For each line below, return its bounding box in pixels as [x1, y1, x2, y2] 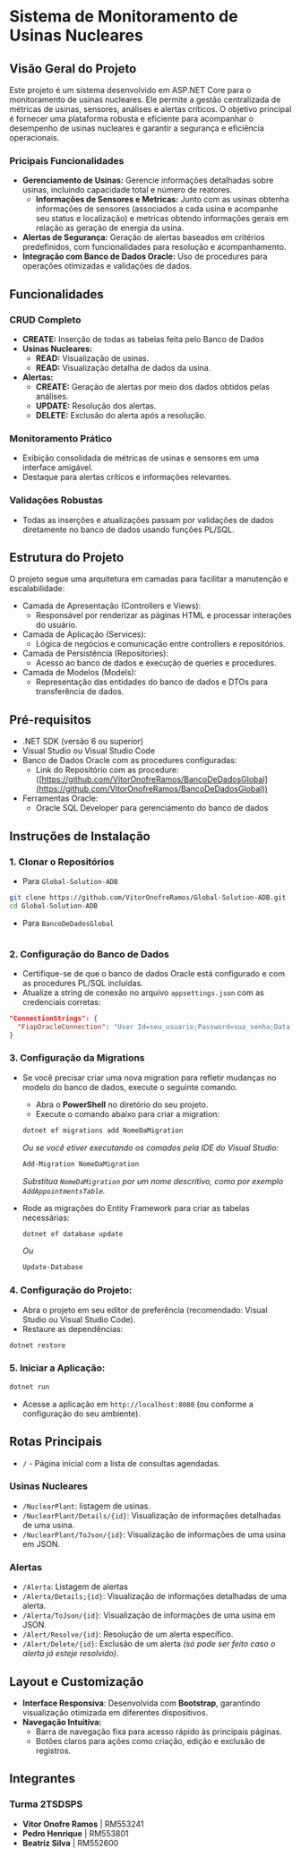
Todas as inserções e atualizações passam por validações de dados [21, 514, 274, 525]
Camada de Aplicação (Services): [21, 629, 147, 640]
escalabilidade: [9, 583, 65, 594]
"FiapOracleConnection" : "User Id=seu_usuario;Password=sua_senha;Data [17, 1022, 291, 1031]
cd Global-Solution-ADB [9, 901, 99, 910]
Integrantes [9, 1771, 76, 1786]
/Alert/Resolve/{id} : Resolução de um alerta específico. [21, 1629, 234, 1640]
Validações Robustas [9, 494, 103, 507]
